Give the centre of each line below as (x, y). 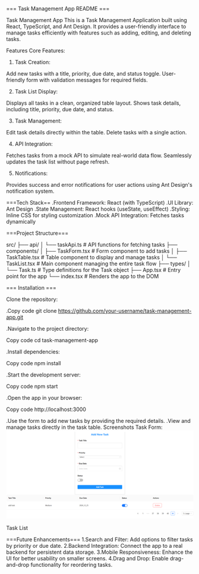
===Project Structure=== (37, 233)
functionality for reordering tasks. (72, 564)
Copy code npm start (32, 386)
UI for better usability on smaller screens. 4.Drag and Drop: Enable (87, 558)
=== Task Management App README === (58, 9)
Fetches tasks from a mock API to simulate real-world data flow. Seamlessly (99, 155)
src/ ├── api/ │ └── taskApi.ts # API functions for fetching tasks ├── (92, 244)
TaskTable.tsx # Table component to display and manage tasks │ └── (91, 257)
